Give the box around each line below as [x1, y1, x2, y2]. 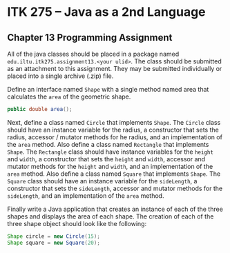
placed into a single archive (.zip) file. [7, 72, 114, 80]
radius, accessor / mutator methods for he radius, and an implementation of [7, 132, 223, 141]
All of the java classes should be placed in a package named [7, 50, 180, 58]
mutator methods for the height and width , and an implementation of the [7, 162, 213, 170]
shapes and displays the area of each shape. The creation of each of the [7, 212, 214, 221]
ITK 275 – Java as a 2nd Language [7, 4, 206, 20]
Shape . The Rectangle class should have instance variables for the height [7, 148, 214, 156]
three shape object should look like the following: [7, 219, 147, 227]
